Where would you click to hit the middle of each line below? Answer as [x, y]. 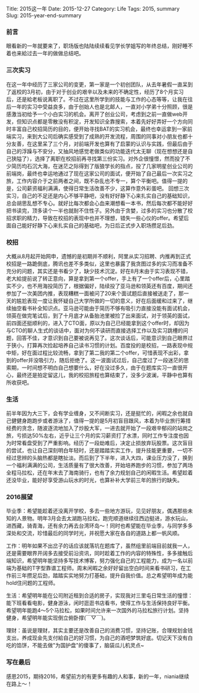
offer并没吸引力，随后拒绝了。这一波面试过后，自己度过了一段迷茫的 [100, 360]
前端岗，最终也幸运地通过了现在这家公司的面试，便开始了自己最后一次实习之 [99, 173]
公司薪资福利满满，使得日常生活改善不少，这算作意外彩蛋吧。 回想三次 [103, 188]
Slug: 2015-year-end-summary [44, 15]
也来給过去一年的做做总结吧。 [47, 53]
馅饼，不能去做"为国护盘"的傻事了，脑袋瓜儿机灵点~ [80, 645]
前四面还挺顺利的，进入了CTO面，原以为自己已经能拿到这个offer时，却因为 [98, 323]
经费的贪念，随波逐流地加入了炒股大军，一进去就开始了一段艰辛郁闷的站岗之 [99, 428]
